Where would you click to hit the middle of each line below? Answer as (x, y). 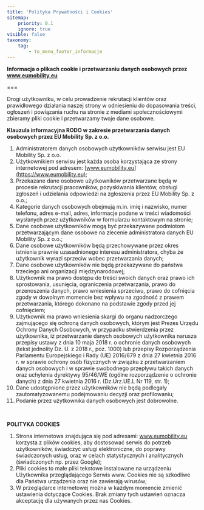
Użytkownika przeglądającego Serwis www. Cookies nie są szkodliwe (103, 475)
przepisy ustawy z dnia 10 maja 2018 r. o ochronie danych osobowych (103, 342)
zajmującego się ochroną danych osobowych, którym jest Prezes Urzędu (107, 323)
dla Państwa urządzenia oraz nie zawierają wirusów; (81, 481)
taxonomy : (19, 40)
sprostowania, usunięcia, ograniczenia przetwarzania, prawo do (95, 284)
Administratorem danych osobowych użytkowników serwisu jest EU (100, 148)
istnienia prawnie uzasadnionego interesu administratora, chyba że (100, 252)
